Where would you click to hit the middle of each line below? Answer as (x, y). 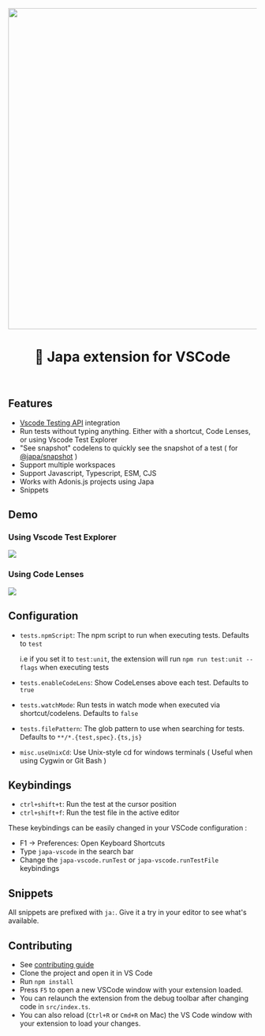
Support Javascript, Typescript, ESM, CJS (88, 473)
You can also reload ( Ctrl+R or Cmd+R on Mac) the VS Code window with (136, 1015)
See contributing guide (57, 964)
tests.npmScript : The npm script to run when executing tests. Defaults (134, 635)
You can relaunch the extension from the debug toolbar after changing (134, 998)
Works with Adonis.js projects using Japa (87, 481)
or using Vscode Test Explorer (69, 439)
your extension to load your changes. (80, 1023)
